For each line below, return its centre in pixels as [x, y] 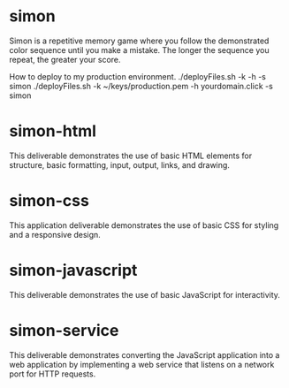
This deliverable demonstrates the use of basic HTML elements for [131, 156]
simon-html [53, 131]
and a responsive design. [55, 234]
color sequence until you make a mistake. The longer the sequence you [139, 49]
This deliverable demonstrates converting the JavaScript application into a [144, 354]
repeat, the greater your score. [65, 59]
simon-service [64, 330]
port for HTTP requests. [53, 374]
